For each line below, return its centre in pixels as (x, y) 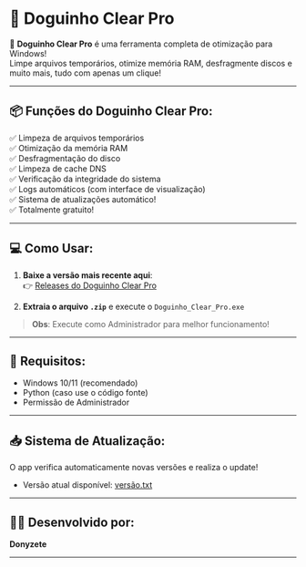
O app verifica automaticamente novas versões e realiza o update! (134, 468)
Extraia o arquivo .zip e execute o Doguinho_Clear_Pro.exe (133, 306)
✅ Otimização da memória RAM (69, 148)
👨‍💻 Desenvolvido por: (72, 522)
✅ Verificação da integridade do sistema (85, 179)
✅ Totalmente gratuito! (52, 210)
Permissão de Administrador (76, 402)
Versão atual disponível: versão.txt (87, 485)
